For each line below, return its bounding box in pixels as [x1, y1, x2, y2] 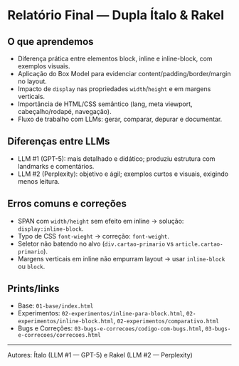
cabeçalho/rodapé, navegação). [17, 108, 112, 115]
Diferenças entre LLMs [7, 135, 110, 147]
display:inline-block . [17, 224, 84, 233]
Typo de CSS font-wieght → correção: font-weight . [17, 231, 169, 240]
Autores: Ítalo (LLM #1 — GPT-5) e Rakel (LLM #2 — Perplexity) [7, 351, 193, 360]
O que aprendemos [7, 36, 94, 48]
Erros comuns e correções [7, 198, 127, 210]
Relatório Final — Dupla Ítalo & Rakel [7, 7, 225, 23]
